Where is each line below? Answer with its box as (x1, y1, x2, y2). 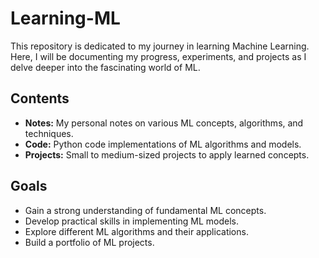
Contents (10, 90, 70, 107)
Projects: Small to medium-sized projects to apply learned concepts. (24, 148, 310, 161)
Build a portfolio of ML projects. (24, 236, 155, 248)
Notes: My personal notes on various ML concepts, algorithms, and (24, 117, 304, 129)
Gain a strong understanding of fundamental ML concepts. (24, 204, 267, 216)
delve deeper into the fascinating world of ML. (10, 61, 201, 73)
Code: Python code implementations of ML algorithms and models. (24, 138, 302, 150)
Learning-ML (10, 7, 121, 30)
